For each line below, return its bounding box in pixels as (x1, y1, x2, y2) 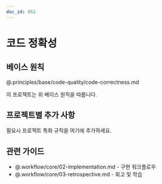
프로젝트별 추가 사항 (6, 110, 75, 120)
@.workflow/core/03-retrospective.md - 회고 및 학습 (14, 171, 142, 178)
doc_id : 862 (6, 8, 36, 15)
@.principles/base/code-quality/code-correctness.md (6, 79, 139, 86)
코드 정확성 (6, 37, 57, 50)
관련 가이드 (6, 146, 45, 156)
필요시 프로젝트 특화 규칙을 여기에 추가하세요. (6, 127, 112, 134)
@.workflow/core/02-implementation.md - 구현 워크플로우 (14, 163, 157, 171)
